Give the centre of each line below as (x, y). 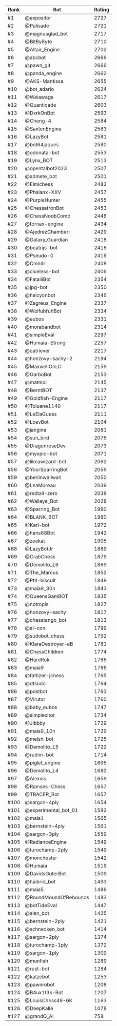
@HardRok (37, 660)
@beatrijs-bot (41, 247)
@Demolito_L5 (42, 747)
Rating (102, 10)
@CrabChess (40, 557)
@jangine (36, 430)
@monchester (41, 858)
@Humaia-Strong (45, 343)
